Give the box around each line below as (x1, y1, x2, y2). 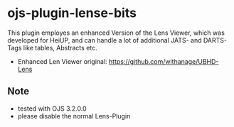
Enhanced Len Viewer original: (17, 57, 108, 65)
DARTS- (203, 35, 228, 44)
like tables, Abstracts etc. (23, 43, 97, 52)
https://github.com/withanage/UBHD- (109, 57, 219, 65)
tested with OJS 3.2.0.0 (17, 104, 87, 113)
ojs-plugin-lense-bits (7, 5, 137, 21)
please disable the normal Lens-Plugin (17, 111, 131, 120)
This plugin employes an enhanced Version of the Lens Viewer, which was (7, 28, 225, 37)
